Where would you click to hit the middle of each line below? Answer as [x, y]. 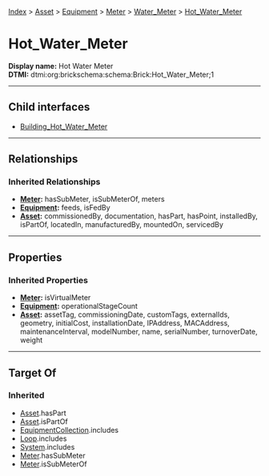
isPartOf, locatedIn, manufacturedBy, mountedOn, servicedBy [122, 225]
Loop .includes [43, 438]
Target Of [32, 372]
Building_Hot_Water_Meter [64, 126]
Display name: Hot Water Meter [61, 66]
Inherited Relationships [54, 182]
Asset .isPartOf [44, 421]
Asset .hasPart [43, 413]
